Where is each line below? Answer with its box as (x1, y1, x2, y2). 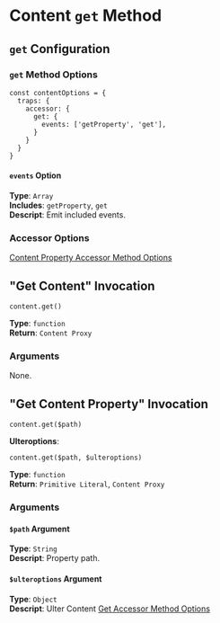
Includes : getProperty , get (9, 200, 108, 211)
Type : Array (9, 191, 54, 201)
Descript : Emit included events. (9, 209, 126, 220)
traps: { (17, 96, 50, 105)
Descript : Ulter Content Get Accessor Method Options (9, 603, 211, 614)
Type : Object (9, 593, 58, 604)
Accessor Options (9, 232, 90, 244)
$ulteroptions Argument (9, 574, 102, 584)
